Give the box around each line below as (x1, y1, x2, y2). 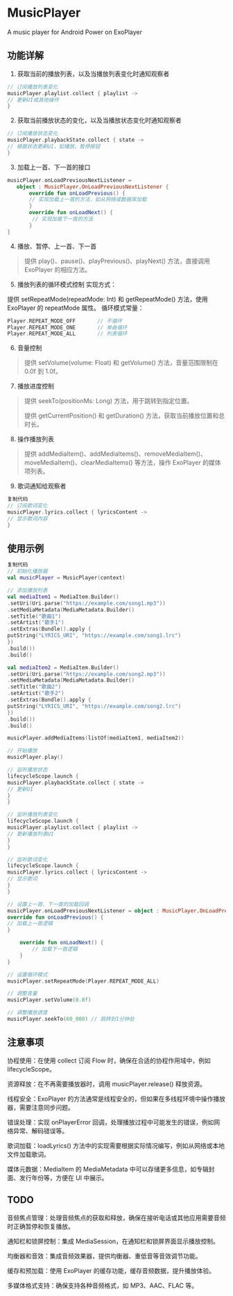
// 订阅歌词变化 (7, 502, 48, 509)
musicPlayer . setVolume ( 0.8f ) (7, 996, 92, 1003)
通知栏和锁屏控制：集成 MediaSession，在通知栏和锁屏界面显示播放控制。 (7, 1237, 220, 1245)
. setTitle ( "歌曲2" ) (7, 683, 62, 691)
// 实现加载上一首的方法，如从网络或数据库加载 (28, 196, 147, 203)
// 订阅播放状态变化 (7, 130, 58, 137)
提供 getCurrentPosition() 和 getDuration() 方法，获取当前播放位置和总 (24, 411, 225, 420)
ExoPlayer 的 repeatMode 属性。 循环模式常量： (7, 304, 144, 312)
